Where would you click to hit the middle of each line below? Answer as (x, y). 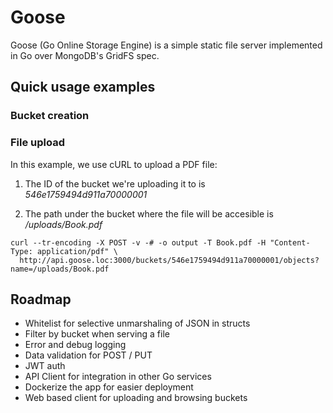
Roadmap (41, 299)
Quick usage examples (83, 87)
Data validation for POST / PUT (88, 355)
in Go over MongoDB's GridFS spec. (85, 55)
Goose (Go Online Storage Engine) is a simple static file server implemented (166, 45)
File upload (38, 143)
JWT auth (45, 366)
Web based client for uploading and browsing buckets (136, 398)
